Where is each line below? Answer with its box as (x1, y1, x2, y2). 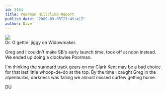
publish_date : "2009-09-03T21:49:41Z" (5, 16, 85, 21)
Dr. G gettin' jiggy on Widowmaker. (5, 40, 77, 46)
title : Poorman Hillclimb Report (5, 12, 75, 17)
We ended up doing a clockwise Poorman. (5, 54, 92, 60)
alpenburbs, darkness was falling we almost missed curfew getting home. (5, 75, 157, 81)
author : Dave (5, 21, 32, 26)
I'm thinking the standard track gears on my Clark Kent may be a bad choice (5, 64, 161, 70)
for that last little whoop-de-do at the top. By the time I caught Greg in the (5, 69, 156, 75)
